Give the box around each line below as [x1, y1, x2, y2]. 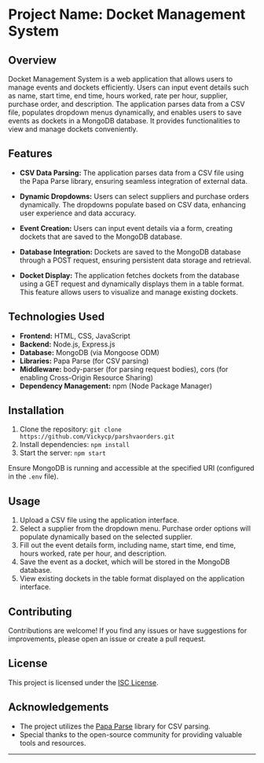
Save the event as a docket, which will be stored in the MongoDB [19, 557, 230, 567]
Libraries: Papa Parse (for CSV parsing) [19, 356, 149, 365]
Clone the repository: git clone [19, 424, 122, 434]
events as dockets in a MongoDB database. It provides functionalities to [8, 116, 240, 125]
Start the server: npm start [19, 448, 106, 457]
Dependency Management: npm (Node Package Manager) [19, 381, 213, 391]
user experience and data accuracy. [19, 208, 137, 218]
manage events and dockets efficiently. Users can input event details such [8, 83, 249, 92]
